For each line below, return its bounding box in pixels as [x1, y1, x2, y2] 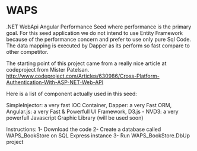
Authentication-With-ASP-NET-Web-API [6, 78, 104, 86]
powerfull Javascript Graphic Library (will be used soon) [6, 114, 144, 121]
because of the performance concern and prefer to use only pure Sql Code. [6, 36, 192, 43]
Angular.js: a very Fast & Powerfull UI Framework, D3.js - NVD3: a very [6, 108, 179, 115]
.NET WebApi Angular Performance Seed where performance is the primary [6, 23, 192, 30]
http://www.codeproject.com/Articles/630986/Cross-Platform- [6, 72, 160, 79]
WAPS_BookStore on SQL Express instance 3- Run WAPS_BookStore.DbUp [6, 131, 190, 139]
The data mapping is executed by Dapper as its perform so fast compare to [6, 42, 190, 49]
